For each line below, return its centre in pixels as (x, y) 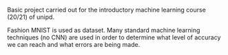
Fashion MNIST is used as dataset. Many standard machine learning (104, 30)
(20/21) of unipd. (31, 17)
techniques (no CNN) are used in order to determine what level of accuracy (114, 37)
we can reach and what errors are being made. (74, 44)
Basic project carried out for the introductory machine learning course (107, 10)
